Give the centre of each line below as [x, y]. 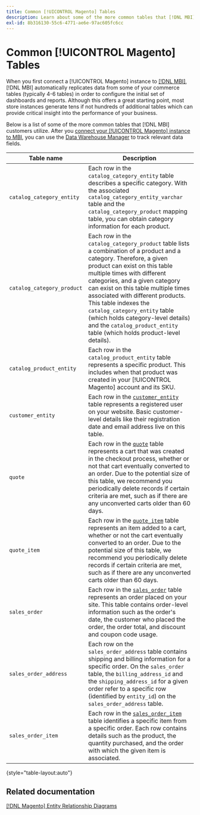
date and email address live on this [137, 427]
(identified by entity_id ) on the [132, 696]
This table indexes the [119, 303]
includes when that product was [133, 372]
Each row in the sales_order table [135, 590]
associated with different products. [137, 295]
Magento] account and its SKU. [132, 387]
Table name [46, 158]
